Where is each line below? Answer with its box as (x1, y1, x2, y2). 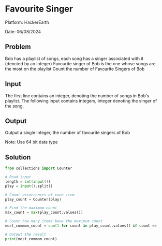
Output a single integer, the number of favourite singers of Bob (5, 130, 130, 136)
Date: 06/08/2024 (5, 29, 41, 34)
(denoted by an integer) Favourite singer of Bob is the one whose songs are (5, 60, 156, 66)
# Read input (5, 175, 31, 180)
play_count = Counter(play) (5, 197, 62, 202)
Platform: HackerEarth (5, 19, 49, 25)
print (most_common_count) (5, 236, 57, 241)
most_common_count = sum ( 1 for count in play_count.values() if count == (5, 223, 157, 228)
